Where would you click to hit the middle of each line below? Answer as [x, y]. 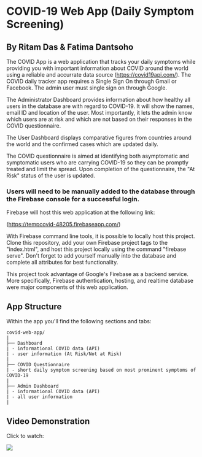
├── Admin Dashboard [33, 386]
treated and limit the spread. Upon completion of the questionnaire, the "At [101, 169]
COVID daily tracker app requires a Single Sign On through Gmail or [91, 81]
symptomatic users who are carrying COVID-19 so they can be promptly [98, 163]
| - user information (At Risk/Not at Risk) [64, 354]
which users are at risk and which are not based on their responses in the [99, 119]
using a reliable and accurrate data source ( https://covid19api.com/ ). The [99, 75]
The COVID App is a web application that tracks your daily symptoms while [101, 62]
